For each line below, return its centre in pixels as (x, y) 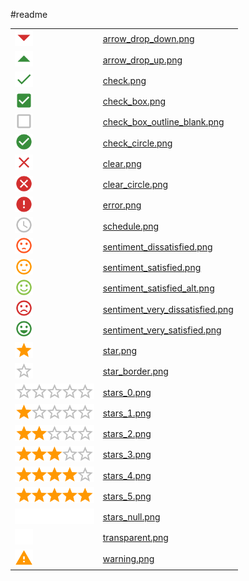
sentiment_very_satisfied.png (162, 330)
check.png (124, 80)
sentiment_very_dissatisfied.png (168, 309)
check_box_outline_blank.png (163, 122)
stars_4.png (127, 475)
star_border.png (135, 371)
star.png (120, 350)
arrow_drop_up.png (142, 60)
